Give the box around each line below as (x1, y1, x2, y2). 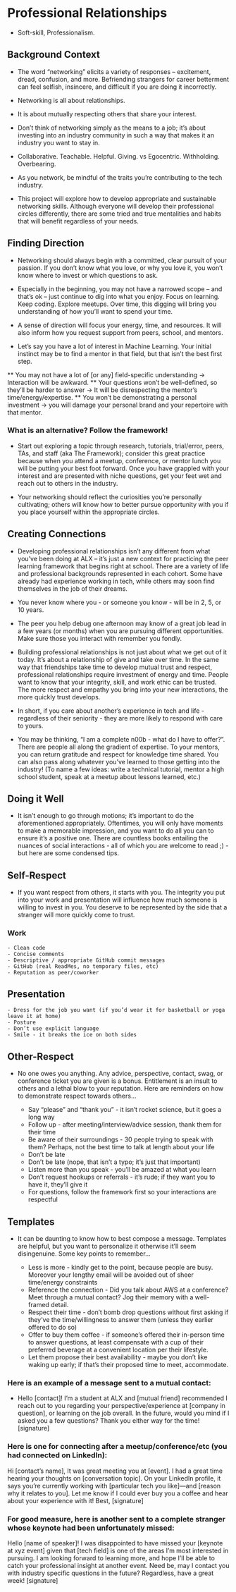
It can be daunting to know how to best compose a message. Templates (17, 1235, 227, 1243)
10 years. (17, 605, 44, 614)
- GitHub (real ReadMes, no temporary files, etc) (7, 962, 159, 970)
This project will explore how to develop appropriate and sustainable (17, 194, 216, 202)
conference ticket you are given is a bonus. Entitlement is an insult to (17, 1077, 218, 1085)
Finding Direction (7, 238, 85, 250)
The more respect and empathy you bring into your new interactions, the (17, 685, 229, 694)
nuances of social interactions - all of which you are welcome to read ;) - (17, 841, 229, 850)
